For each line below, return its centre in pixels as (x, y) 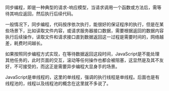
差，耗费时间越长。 (25, 43)
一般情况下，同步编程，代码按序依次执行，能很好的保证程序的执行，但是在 (82, 24)
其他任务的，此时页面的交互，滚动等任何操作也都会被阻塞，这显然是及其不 (82, 60)
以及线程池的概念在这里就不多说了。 (73, 83)
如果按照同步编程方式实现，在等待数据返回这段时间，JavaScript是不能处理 (82, 54)
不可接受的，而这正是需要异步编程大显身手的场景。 (67, 66)
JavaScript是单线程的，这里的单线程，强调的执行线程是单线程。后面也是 (80, 77)
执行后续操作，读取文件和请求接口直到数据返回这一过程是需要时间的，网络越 (84, 37)
